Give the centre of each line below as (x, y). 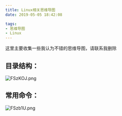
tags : (11, 24)
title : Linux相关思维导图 (30, 10)
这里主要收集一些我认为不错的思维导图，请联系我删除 (61, 48)
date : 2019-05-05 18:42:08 (34, 15)
